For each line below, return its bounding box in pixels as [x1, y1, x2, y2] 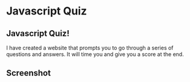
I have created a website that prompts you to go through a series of [6, 44, 174, 51]
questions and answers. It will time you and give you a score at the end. [6, 51, 184, 58]
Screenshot [6, 68, 51, 78]
